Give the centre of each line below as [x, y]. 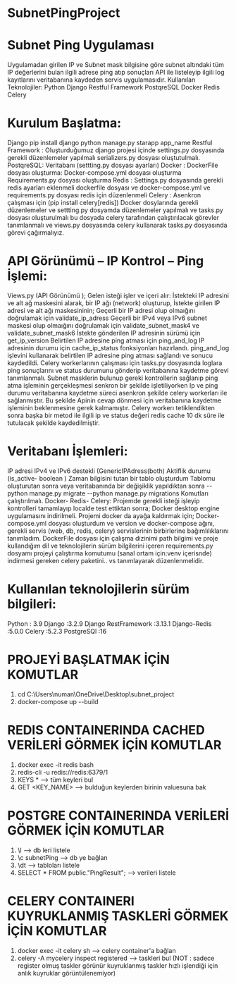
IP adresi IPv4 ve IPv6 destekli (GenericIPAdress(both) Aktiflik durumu [109, 471]
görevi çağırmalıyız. [36, 233]
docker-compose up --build [58, 701]
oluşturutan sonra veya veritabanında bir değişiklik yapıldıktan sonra [106, 486]
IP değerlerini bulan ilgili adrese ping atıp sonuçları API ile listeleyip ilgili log [116, 73]
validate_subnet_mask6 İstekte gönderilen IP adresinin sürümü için [104, 333]
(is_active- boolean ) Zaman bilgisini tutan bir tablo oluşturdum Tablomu [111, 478]
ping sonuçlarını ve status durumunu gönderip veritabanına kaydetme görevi [118, 370]
